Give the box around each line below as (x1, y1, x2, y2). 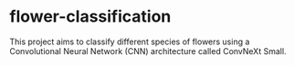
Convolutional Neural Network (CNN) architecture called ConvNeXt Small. (9, 45, 287, 56)
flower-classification (9, 6, 172, 27)
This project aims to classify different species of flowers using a (9, 36, 250, 47)
